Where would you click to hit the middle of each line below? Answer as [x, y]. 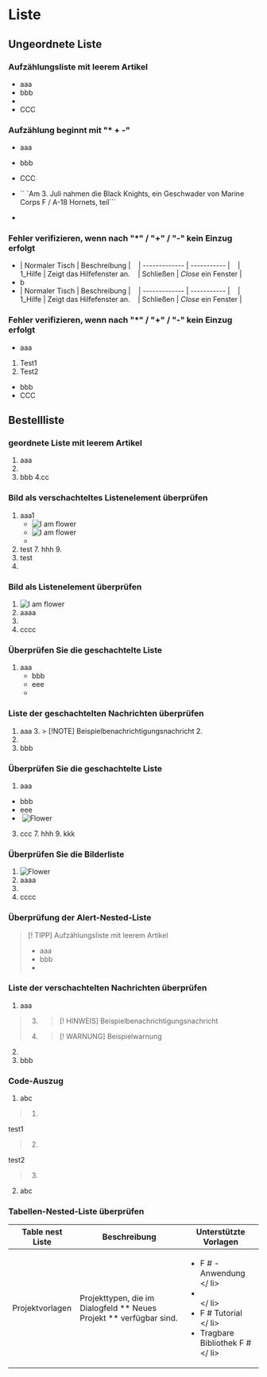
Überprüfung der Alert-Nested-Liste [80, 918]
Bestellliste [37, 420]
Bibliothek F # [226, 1343]
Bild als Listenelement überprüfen [75, 586]
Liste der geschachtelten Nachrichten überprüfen [106, 713]
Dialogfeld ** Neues [118, 1308]
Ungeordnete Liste [55, 44]
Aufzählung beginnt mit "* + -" [69, 130]
